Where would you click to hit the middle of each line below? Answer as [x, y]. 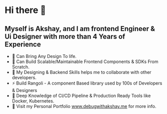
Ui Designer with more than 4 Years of [65, 36]
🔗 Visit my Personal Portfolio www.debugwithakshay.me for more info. [84, 106]
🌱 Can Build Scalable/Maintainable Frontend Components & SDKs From [85, 61]
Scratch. [20, 67]
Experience [23, 44]
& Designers [24, 90]
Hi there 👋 [25, 10]
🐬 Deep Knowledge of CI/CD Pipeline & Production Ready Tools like [81, 95]
